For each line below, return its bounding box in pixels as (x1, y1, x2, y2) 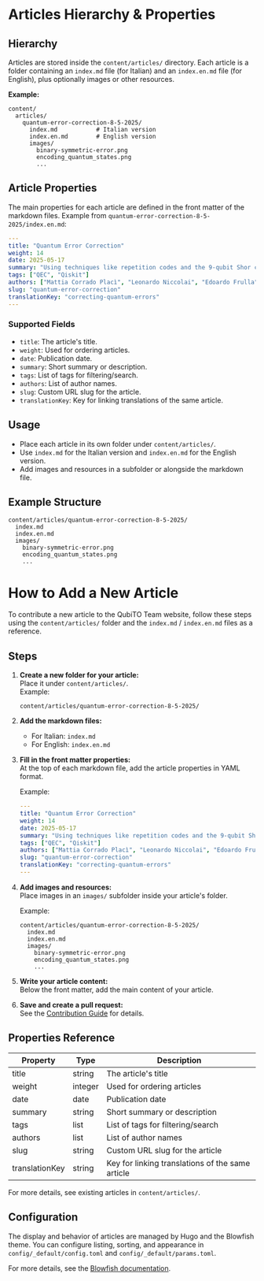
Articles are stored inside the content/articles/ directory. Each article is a (8, 58, 249, 67)
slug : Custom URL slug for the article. (19, 387, 141, 396)
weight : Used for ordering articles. (19, 345, 130, 355)
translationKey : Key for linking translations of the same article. (19, 395, 224, 405)
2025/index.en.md (8, 221, 65, 228)
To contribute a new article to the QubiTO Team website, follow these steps (8, 610, 252, 619)
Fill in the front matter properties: (19, 755, 131, 765)
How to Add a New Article (8, 584, 179, 602)
